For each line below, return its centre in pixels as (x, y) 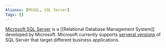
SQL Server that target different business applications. (63, 40)
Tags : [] (15, 15)
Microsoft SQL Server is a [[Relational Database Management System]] (80, 29)
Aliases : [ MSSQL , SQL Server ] (38, 10)
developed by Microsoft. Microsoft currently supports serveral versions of (83, 34)
